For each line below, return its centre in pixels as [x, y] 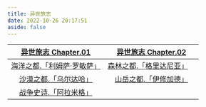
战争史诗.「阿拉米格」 [56, 93]
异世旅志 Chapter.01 [56, 52]
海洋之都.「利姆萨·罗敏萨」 [56, 66]
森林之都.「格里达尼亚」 [148, 66]
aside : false [27, 27]
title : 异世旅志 [29, 14]
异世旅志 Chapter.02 [151, 52]
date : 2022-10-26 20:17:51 [47, 21]
